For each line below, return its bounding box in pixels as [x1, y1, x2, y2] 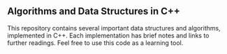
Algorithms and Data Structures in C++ [7, 6, 180, 17]
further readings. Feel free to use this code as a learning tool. [7, 38, 184, 47]
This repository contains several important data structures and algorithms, [7, 24, 221, 32]
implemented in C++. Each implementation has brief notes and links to [7, 31, 210, 39]
